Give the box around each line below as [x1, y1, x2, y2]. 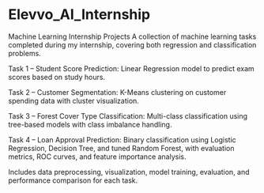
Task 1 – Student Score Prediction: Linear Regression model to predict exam [8, 63, 255, 73]
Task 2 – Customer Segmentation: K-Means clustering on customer [8, 87, 227, 96]
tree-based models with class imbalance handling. [8, 119, 172, 129]
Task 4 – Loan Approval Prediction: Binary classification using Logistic [8, 134, 237, 144]
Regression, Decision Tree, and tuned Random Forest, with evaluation [8, 143, 235, 153]
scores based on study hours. [8, 72, 105, 81]
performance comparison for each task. [8, 176, 138, 185]
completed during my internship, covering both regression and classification [8, 40, 257, 49]
